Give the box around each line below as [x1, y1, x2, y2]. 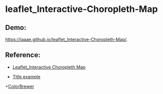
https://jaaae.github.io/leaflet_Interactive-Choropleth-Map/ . [5, 36, 128, 42]
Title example [12, 74, 41, 80]
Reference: [5, 51, 41, 59]
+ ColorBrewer [5, 83, 34, 89]
